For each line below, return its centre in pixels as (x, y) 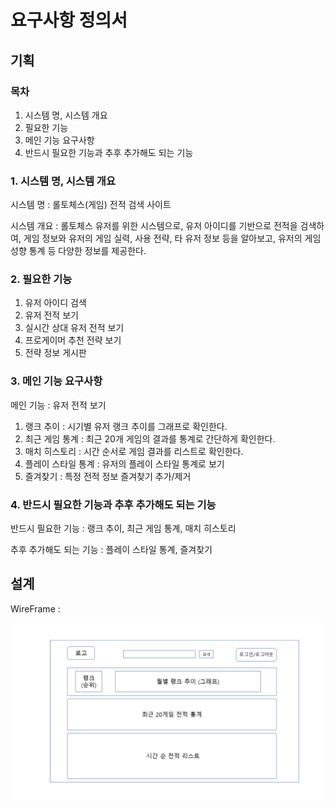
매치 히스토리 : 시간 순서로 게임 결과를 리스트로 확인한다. (134, 451)
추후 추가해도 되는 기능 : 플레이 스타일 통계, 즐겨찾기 (111, 550)
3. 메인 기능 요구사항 (56, 381)
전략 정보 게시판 (55, 353)
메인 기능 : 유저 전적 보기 (58, 405)
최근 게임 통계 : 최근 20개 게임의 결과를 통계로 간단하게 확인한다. (150, 438)
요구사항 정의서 (69, 20)
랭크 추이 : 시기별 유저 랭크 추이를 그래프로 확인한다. (126, 426)
